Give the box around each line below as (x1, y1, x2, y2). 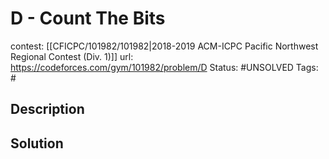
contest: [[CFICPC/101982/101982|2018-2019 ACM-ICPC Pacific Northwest (10, 40, 319, 52)
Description (10, 101, 85, 118)
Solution (10, 135, 64, 152)
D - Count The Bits (10, 7, 166, 30)
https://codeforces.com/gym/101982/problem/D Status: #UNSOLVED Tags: (10, 61, 319, 73)
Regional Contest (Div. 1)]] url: (10, 50, 134, 62)
